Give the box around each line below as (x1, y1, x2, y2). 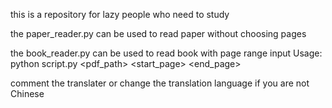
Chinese (10, 88, 45, 99)
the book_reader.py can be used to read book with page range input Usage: (10, 47, 323, 59)
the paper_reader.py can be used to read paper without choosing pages (10, 28, 307, 39)
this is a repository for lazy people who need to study (10, 9, 230, 20)
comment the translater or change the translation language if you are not (10, 77, 310, 89)
